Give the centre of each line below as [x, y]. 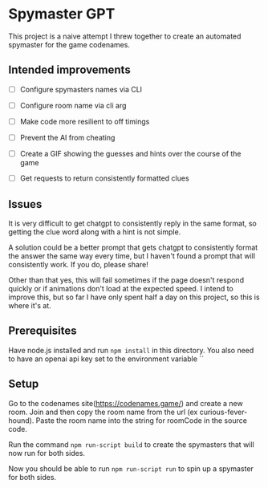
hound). [21, 420]
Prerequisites [43, 331]
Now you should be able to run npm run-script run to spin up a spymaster [131, 468]
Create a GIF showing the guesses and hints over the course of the [131, 154]
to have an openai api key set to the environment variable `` [106, 359]
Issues [25, 204]
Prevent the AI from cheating [67, 137]
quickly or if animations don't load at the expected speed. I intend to [121, 288]
